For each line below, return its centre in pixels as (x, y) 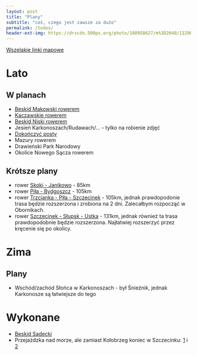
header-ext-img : (26, 33)
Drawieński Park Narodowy (47, 146)
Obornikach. (30, 210)
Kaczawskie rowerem (40, 115)
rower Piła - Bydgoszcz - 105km (53, 191)
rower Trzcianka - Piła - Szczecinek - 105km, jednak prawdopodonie (97, 197)
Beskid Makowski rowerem (47, 109)
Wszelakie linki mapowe (35, 50)
